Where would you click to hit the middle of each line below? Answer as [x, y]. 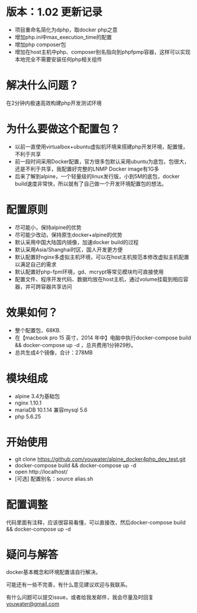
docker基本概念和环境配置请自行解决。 [54, 572]
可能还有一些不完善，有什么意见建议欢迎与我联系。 [68, 585]
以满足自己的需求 [35, 264]
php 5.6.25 [28, 416]
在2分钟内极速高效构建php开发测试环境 [54, 103]
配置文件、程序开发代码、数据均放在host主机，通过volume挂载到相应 [99, 279]
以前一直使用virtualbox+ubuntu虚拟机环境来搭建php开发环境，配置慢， [101, 146]
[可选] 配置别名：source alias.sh [54, 479]
